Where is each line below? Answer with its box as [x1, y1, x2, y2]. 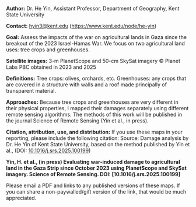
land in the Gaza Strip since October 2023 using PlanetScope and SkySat [6, 164, 187, 171]
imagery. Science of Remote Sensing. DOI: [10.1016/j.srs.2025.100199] [6, 171, 181, 177]
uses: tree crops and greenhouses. [6, 46, 90, 53]
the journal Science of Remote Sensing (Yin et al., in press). [6, 117, 149, 124]
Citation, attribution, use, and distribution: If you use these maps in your [6, 128, 183, 135]
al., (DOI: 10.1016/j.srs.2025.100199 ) [6, 147, 91, 154]
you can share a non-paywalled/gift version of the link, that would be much [6, 188, 187, 195]
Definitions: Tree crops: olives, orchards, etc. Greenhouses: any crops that [6, 75, 187, 82]
